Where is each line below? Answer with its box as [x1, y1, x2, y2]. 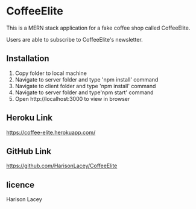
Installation [6, 53, 49, 64]
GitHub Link [6, 146, 51, 156]
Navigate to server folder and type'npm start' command [14, 89, 154, 96]
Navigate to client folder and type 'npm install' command [14, 82, 156, 89]
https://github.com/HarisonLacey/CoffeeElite [6, 162, 118, 170]
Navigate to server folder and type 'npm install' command [14, 76, 159, 83]
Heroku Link [6, 113, 53, 123]
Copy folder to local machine [14, 69, 87, 77]
